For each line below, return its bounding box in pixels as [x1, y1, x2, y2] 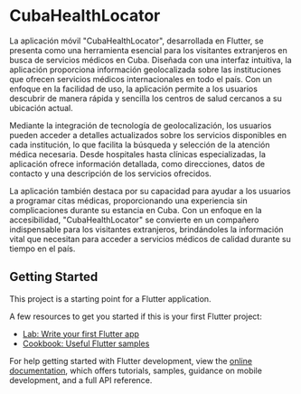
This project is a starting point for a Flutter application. [9, 293, 212, 304]
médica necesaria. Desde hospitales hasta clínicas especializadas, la [9, 148, 267, 159]
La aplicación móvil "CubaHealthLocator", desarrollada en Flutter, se [9, 35, 264, 46]
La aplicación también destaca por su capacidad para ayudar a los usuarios [9, 185, 291, 196]
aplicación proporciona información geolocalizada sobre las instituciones [9, 64, 282, 75]
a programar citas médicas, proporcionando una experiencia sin [9, 195, 248, 206]
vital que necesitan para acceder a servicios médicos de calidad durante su [9, 233, 291, 244]
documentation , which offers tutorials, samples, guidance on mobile [9, 365, 262, 376]
